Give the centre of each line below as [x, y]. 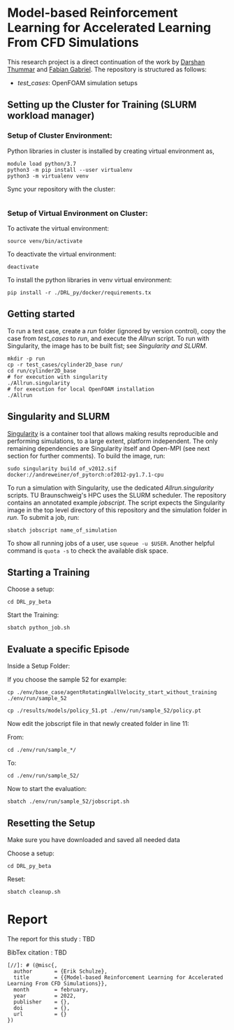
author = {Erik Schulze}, [61, 971]
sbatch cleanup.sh [34, 892]
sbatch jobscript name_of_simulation [62, 530]
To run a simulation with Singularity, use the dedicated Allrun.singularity [111, 488]
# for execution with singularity [58, 377]
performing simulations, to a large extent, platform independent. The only [112, 441]
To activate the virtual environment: [58, 228]
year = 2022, [45, 996]
